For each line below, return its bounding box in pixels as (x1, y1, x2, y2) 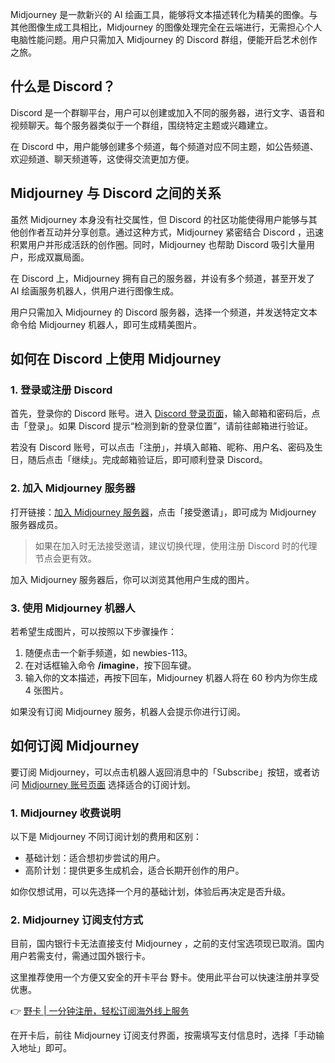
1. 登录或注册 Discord (10, 383, 113, 397)
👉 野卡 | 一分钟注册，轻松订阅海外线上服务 (10, 1005, 190, 1017)
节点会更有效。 (34, 552, 97, 564)
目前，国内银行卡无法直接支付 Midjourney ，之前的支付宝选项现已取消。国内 (10, 938, 325, 950)
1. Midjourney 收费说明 (10, 806, 122, 820)
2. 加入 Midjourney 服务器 (10, 481, 136, 495)
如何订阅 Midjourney (10, 738, 140, 755)
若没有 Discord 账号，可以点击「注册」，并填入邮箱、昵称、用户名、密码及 (10, 441, 315, 453)
